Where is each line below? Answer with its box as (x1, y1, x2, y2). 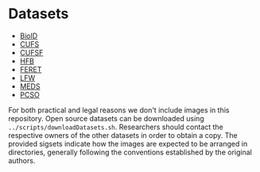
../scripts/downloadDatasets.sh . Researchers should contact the (8, 122, 224, 132)
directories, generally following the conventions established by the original (8, 147, 252, 157)
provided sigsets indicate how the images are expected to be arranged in (8, 139, 248, 148)
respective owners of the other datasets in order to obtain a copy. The (8, 130, 238, 140)
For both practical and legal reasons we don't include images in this (8, 105, 230, 115)
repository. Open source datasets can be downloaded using (8, 113, 204, 123)
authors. (8, 155, 36, 165)
